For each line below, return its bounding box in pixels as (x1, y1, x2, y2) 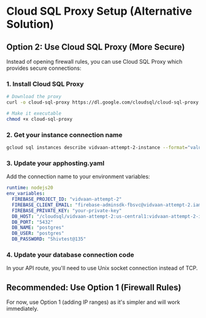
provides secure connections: (6, 64, 82, 72)
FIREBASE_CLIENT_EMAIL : (12, 202, 72, 208)
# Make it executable (6, 110, 62, 117)
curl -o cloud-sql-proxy (6, 99, 70, 105)
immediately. (6, 305, 39, 312)
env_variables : (6, 191, 45, 197)
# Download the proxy (6, 94, 62, 100)
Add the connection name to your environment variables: (6, 173, 150, 180)
